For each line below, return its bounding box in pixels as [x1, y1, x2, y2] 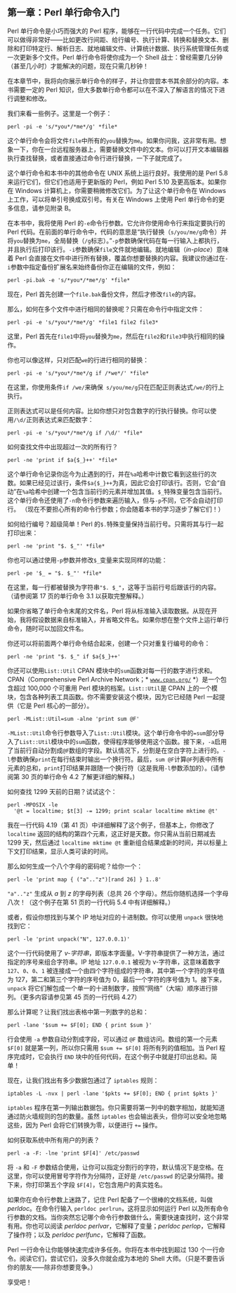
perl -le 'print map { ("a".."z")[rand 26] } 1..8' [7, 876, 162, 883]
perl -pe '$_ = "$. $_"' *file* [7, 569, 102, 577]
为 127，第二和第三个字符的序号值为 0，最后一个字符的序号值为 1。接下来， [7, 975, 226, 983]
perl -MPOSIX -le [7, 801, 58, 809]
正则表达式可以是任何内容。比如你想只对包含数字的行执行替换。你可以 [7, 406, 211, 415]
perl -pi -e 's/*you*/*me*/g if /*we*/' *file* [7, 369, 150, 377]
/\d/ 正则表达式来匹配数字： [13, 415, 94, 423]
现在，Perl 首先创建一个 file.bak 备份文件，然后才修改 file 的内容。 [7, 290, 200, 298]
